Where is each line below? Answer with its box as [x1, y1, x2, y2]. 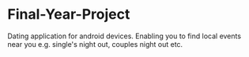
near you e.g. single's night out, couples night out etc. [7, 39, 183, 48]
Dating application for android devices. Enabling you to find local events [7, 31, 242, 41]
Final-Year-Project [7, 5, 130, 23]
